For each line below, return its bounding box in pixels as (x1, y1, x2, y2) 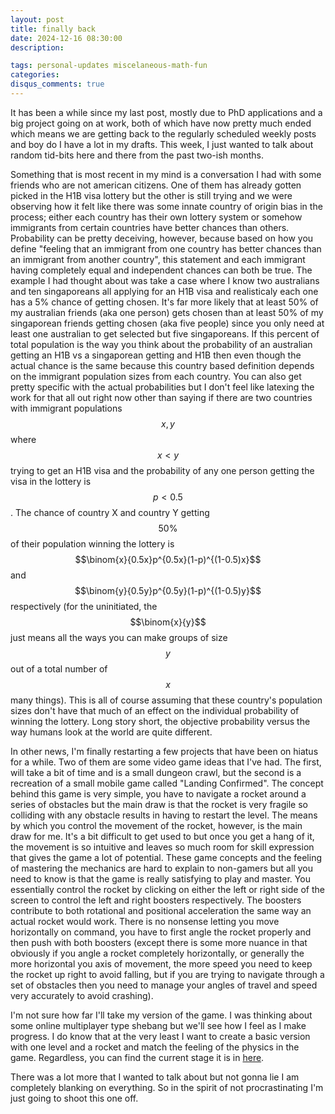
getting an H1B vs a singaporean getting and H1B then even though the (10, 349, 302, 361)
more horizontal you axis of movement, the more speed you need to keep (10, 957, 313, 970)
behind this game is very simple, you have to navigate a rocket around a (10, 787, 307, 800)
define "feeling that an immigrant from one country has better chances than (10, 242, 322, 255)
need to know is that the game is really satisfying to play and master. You (10, 872, 311, 885)
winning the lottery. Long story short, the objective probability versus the (10, 715, 311, 727)
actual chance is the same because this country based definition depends (10, 359, 315, 371)
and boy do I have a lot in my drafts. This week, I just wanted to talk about (10, 138, 314, 150)
